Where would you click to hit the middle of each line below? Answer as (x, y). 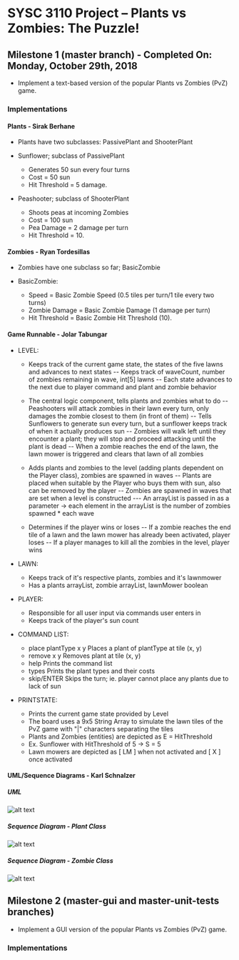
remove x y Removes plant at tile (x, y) (85, 656)
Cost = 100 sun (51, 220)
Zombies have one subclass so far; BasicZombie (89, 267)
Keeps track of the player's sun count (83, 620)
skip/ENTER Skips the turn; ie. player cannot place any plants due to (128, 678)
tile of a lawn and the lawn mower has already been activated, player (129, 534)
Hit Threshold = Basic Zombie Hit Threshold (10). (100, 318)
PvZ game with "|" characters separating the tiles (101, 729)
